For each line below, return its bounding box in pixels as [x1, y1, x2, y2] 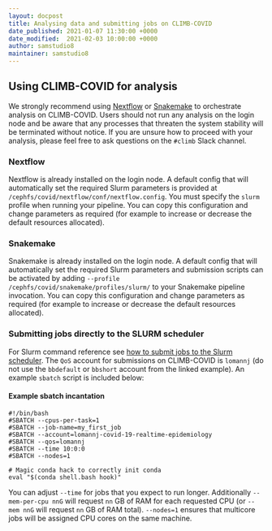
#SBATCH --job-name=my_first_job [8, 423, 122, 431]
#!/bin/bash [8, 409, 49, 417]
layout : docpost [8, 11, 63, 20]
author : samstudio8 [8, 42, 75, 50]
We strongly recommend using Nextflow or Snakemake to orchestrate [8, 101, 242, 110]
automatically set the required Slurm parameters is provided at [8, 183, 218, 193]
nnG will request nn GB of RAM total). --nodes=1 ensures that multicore [23, 504, 256, 514]
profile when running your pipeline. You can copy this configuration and [8, 201, 248, 210]
